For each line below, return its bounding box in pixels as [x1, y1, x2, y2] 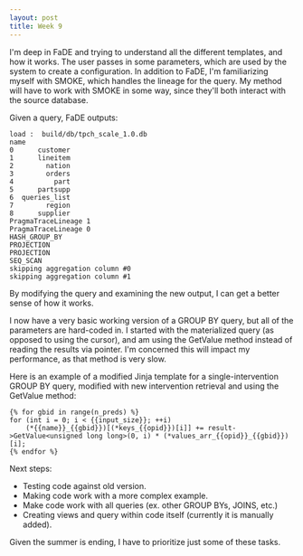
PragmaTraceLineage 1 [9, 216, 91, 226]
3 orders [9, 169, 71, 178]
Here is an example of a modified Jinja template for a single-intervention [9, 371, 279, 382]
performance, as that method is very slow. [9, 353, 167, 364]
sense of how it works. [9, 297, 94, 308]
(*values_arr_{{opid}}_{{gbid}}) [163, 431, 289, 440]
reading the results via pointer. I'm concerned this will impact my [9, 344, 251, 354]
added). [22, 519, 52, 530]
